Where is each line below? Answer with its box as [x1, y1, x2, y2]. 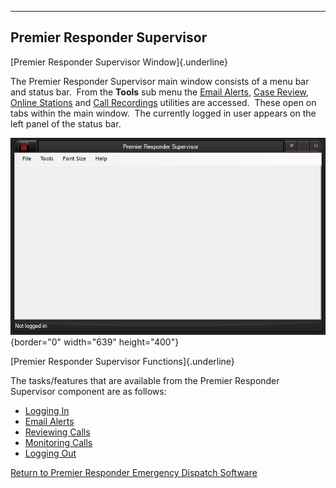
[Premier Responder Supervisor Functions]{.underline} [10, 356, 235, 368]
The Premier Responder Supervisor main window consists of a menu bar [10, 75, 310, 87]
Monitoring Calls [24, 437, 93, 449]
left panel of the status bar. [10, 117, 122, 130]
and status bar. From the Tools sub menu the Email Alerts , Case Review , [10, 86, 309, 98]
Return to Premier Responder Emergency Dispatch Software [10, 467, 258, 479]
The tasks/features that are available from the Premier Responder [10, 375, 280, 387]
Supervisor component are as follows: [10, 386, 167, 398]
